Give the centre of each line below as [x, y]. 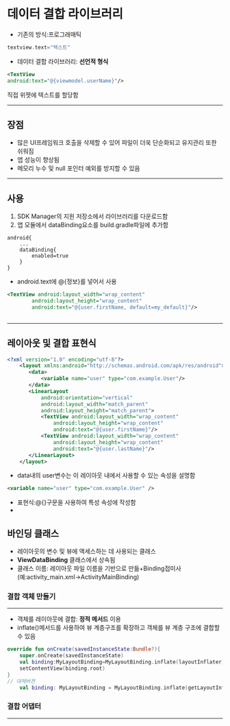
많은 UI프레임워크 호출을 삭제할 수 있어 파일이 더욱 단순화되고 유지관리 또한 [117, 143]
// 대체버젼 [21, 681]
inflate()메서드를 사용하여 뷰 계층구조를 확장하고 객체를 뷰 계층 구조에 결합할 [118, 628]
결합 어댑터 [24, 706]
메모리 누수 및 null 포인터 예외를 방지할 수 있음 [78, 168]
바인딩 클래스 [33, 534]
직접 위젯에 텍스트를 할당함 [43, 95]
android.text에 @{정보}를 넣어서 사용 [67, 281]
